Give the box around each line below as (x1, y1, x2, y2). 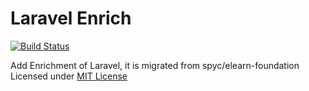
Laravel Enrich (10, 7, 132, 30)
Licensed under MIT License (10, 70, 128, 82)
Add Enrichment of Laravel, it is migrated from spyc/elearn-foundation (10, 59, 300, 71)
